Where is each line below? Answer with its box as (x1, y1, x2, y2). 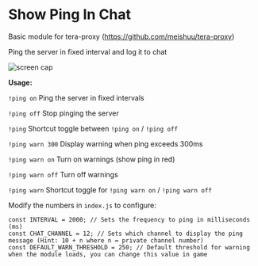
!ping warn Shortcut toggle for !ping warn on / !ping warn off (8, 184, 213, 195)
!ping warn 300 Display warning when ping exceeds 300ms (8, 139, 203, 148)
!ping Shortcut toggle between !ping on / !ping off (8, 123, 179, 133)
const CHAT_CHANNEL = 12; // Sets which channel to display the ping (8, 230, 244, 237)
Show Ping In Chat (8, 6, 132, 24)
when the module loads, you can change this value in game (8, 250, 208, 258)
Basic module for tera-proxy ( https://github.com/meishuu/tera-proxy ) (8, 32, 235, 41)
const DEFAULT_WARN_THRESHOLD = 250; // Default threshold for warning (8, 243, 250, 251)
